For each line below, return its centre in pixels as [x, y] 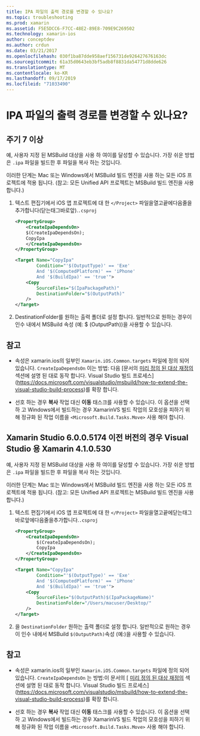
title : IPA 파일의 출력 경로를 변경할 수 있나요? [60, 12]
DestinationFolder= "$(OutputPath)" [81, 294]
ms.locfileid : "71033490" [38, 84]
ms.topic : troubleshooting [40, 17]
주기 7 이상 [25, 139]
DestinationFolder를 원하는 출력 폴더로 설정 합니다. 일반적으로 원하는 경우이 [103, 317]
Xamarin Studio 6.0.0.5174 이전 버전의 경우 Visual [97, 438]
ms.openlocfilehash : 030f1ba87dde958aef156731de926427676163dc [87, 56]
